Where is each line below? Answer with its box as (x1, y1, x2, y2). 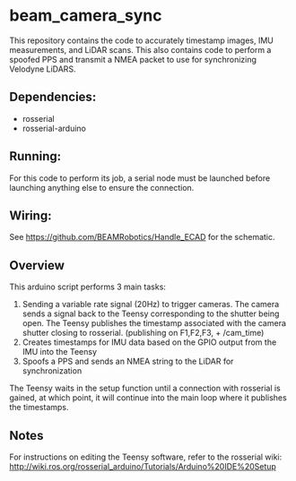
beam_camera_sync (9, 5, 163, 26)
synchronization (22, 365, 83, 376)
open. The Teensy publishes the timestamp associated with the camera (22, 318, 287, 329)
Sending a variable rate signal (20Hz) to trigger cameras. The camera (22, 299, 280, 310)
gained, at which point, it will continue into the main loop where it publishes (9, 392, 287, 403)
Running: (9, 149, 62, 164)
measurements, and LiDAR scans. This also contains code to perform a (9, 44, 272, 55)
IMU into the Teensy (22, 347, 97, 357)
